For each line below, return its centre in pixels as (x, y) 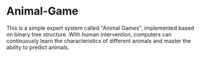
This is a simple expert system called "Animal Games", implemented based (100, 28)
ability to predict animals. (38, 47)
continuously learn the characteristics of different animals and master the (99, 41)
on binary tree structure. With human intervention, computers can (89, 34)
